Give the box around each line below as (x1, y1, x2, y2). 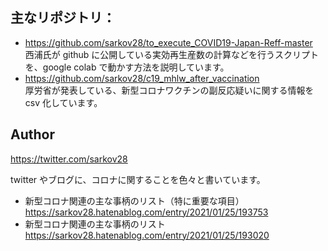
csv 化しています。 (24, 96, 103, 108)
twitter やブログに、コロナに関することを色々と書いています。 (10, 173, 266, 185)
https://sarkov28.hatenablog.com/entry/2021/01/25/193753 (24, 206, 269, 218)
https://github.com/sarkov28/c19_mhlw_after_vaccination (24, 72, 260, 84)
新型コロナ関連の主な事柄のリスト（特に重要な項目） (24, 194, 245, 207)
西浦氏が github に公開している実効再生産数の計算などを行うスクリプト (24, 48, 319, 60)
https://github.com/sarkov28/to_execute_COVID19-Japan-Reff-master (24, 36, 313, 48)
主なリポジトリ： (10, 9, 116, 27)
